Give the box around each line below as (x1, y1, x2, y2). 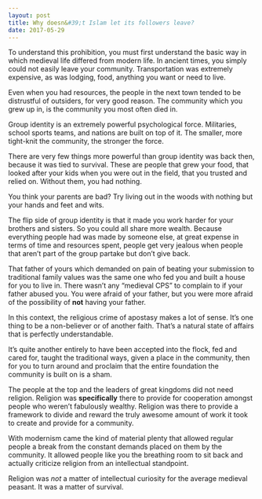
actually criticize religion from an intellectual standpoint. (8, 459, 189, 468)
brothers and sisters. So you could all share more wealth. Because (8, 224, 222, 233)
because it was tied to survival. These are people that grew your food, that (8, 160, 249, 170)
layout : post (8, 11, 51, 20)
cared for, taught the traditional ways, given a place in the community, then (8, 353, 250, 362)
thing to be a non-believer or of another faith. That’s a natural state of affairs (8, 321, 255, 331)
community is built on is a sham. (8, 370, 112, 380)
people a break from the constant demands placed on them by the (8, 442, 222, 452)
